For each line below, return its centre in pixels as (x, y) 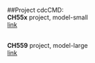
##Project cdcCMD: (35, 10)
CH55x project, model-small (47, 17)
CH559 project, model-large (47, 45)
